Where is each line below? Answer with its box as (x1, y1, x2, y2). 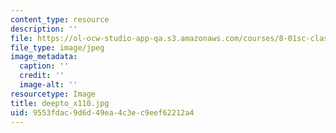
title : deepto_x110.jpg (10, 98, 110, 108)
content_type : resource (10, 14, 110, 25)
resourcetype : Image (10, 89, 97, 99)
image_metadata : (10, 52, 78, 62)
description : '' (10, 24, 78, 34)
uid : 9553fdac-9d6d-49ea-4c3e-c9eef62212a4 (10, 107, 195, 118)
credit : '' (19, 71, 65, 81)
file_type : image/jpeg (10, 42, 105, 53)
